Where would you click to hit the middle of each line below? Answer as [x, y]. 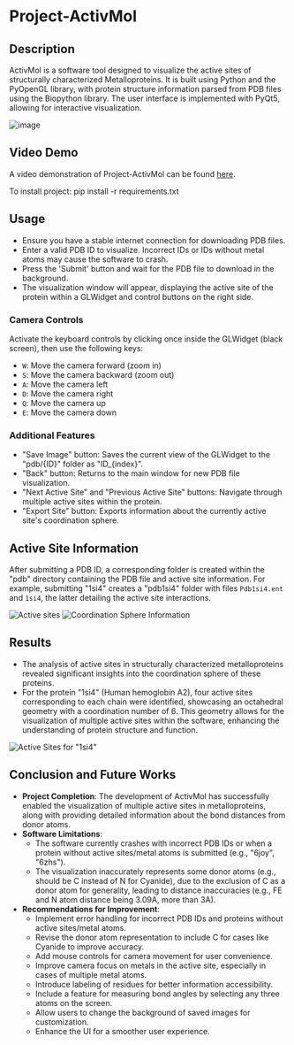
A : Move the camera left [65, 384]
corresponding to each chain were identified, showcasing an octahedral [153, 702]
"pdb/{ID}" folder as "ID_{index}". [83, 464]
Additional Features [52, 435]
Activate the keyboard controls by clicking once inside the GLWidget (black [146, 339]
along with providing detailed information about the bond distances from [154, 815]
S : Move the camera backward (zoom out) [98, 374]
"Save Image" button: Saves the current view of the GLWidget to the [146, 455]
